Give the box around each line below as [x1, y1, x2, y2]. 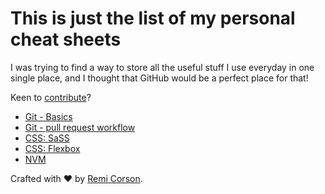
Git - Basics [24, 110, 73, 122]
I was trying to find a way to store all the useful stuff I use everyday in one [10, 61, 315, 73]
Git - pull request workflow [24, 121, 136, 133]
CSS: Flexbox [24, 142, 81, 154]
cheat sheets [10, 28, 122, 51]
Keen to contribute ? [10, 91, 92, 103]
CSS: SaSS [24, 132, 70, 144]
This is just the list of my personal [10, 7, 296, 30]
